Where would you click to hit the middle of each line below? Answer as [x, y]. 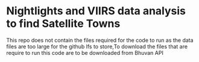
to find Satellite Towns [63, 24]
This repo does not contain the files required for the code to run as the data [100, 40]
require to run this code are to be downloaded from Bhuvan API [85, 52]
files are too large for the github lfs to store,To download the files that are [97, 46]
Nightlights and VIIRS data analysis [96, 11]
